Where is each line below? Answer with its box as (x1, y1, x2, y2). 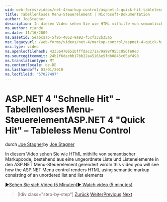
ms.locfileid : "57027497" (5, 72, 59, 77)
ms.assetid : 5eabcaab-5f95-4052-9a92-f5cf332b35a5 (5, 35, 112, 40)
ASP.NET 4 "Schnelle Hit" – (5, 93, 120, 105)
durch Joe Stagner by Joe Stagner (5, 141, 75, 147)
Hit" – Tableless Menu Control (5, 125, 131, 136)
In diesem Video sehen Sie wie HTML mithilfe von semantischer (5, 151, 136, 157)
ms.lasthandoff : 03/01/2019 (5, 67, 64, 72)
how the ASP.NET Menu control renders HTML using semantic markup (5, 167, 150, 173)
